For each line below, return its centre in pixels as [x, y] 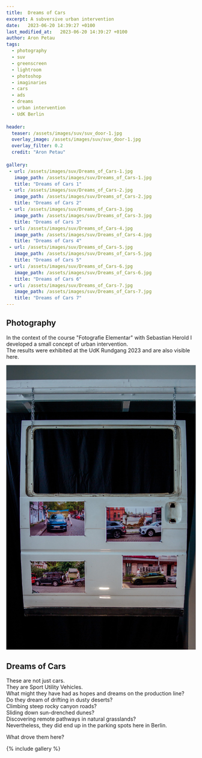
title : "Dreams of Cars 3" [48, 222]
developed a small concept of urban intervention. [67, 344]
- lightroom [27, 70]
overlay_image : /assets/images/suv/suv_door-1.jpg [76, 139]
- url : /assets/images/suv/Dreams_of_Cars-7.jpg [71, 286]
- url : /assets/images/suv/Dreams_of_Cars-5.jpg [71, 247]
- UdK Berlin [28, 114]
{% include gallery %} [34, 749]
